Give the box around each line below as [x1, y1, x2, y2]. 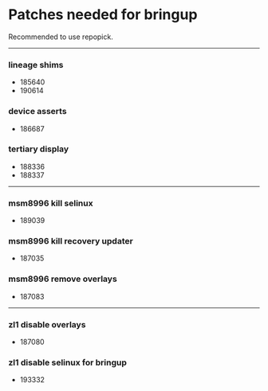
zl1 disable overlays [8, 319, 86, 330]
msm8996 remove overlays [8, 273, 117, 284]
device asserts [8, 106, 67, 117]
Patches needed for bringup [8, 6, 198, 24]
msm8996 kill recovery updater [8, 236, 133, 247]
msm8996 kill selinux [8, 197, 93, 209]
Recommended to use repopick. [8, 32, 113, 41]
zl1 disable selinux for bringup [8, 357, 128, 368]
